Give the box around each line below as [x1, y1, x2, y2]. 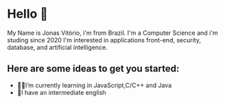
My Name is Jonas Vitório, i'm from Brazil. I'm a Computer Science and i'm [7, 29, 218, 37]
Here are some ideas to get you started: [7, 63, 180, 74]
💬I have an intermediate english [16, 88, 106, 96]
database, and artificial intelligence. [7, 43, 108, 51]
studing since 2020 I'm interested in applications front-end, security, [7, 35, 201, 44]
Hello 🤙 [7, 6, 48, 22]
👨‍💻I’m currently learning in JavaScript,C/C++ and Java [16, 81, 172, 89]
